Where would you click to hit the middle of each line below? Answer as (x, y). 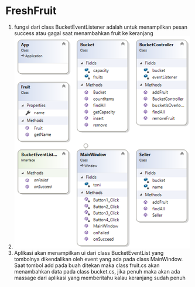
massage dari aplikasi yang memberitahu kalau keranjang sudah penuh (100, 278)
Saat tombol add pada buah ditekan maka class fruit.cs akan (87, 265)
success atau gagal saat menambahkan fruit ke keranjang (83, 33)
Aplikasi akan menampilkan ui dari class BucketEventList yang (89, 253)
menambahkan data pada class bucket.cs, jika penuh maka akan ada (97, 272)
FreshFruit (31, 11)
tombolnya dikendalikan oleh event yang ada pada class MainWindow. (98, 259)
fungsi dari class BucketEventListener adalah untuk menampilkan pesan (101, 27)
